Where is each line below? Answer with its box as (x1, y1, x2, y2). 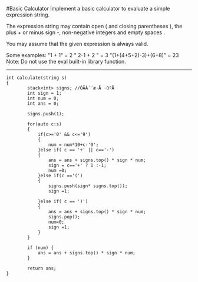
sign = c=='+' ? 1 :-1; (48, 162, 107, 168)
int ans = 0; (27, 101, 60, 107)
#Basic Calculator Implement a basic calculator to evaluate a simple (6, 5, 170, 12)
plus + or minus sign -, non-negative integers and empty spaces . (6, 29, 166, 36)
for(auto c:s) (27, 121, 62, 127)
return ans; (27, 266, 57, 271)
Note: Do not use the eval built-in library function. (6, 58, 127, 65)
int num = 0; (27, 95, 60, 101)
